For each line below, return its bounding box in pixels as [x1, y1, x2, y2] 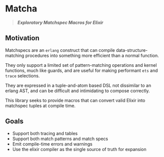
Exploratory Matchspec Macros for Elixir [17, 19, 103, 25]
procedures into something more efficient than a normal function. [25, 52, 159, 58]
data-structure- [116, 47, 148, 53]
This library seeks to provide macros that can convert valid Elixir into [5, 97, 146, 103]
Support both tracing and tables [12, 130, 78, 136]
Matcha [5, 3, 37, 14]
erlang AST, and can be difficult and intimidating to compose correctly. [5, 88, 150, 94]
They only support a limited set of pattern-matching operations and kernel [5, 62, 157, 68]
